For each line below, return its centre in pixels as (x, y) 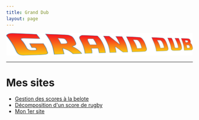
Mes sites (31, 83)
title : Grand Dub (28, 12)
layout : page (22, 19)
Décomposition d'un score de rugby (59, 105)
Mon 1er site (30, 111)
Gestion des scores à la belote (52, 99)
